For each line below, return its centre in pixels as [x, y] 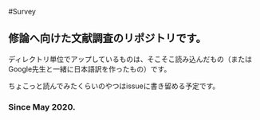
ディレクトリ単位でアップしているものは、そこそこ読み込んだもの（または [130, 59]
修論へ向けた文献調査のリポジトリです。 [107, 39]
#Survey [22, 12]
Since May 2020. [42, 106]
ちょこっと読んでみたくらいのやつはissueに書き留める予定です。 [114, 86]
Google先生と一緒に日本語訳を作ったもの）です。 [90, 69]
